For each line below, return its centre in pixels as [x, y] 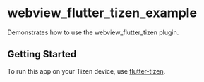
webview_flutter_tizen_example [102, 13]
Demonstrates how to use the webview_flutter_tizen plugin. [93, 32]
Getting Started [42, 54]
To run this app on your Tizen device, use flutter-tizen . [86, 71]
